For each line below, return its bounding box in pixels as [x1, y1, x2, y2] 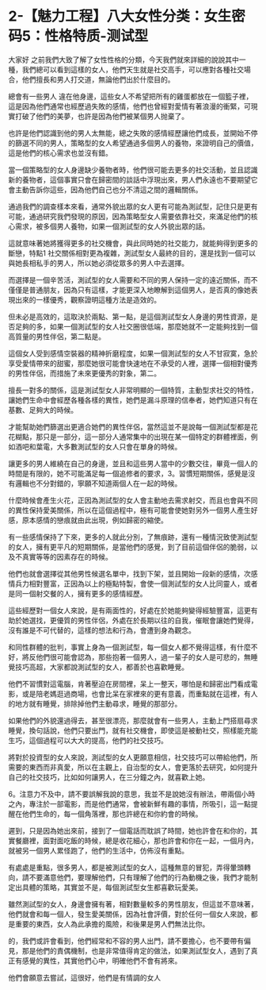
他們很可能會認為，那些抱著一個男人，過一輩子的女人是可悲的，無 [35, 652, 251, 661]
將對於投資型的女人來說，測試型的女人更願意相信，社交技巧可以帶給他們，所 [8, 752, 258, 762]
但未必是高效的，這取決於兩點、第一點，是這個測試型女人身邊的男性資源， [8, 311, 251, 322]
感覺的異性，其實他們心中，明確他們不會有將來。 [21, 956, 182, 965]
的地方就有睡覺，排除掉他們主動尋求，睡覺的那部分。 [8, 699, 182, 708]
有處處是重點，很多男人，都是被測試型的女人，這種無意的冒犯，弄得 [8, 862, 230, 872]
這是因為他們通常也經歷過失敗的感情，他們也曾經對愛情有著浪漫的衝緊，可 [8, 101, 251, 111]
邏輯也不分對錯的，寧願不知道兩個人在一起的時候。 [14, 478, 182, 488]
